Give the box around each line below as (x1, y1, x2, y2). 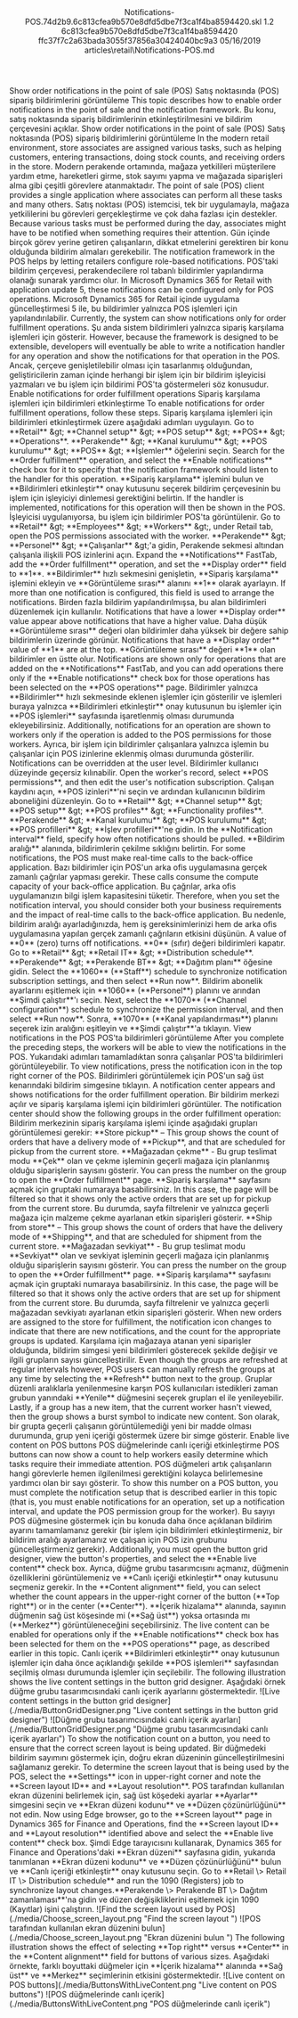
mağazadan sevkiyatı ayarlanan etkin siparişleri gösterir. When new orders (9, 1308, 282, 1317)
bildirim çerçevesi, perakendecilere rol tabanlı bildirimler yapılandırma (9, 266, 264, 275)
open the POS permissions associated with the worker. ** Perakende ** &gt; (9, 530, 286, 541)
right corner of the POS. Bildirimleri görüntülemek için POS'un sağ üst (9, 1071, 264, 1080)
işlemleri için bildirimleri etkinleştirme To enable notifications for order (9, 398, 265, 408)
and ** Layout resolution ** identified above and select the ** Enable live (9, 1828, 274, 1838)
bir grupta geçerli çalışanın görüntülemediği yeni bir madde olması (9, 1421, 252, 1431)
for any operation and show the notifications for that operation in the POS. (9, 350, 280, 361)
